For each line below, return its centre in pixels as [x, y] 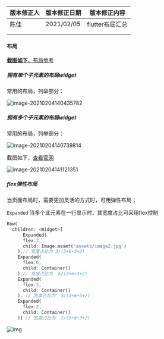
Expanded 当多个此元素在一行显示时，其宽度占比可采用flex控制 [83, 213]
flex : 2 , [32, 307]
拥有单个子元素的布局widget [42, 75]
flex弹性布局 [22, 184]
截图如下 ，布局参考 [30, 60]
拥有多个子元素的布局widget [42, 117]
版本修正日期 [64, 13]
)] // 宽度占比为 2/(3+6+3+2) [54, 318]
